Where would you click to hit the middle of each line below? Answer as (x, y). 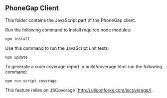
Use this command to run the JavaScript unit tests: (57, 48)
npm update (16, 57)
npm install (17, 39)
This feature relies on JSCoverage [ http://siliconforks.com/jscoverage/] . (79, 90)
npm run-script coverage (31, 81)
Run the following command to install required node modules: (68, 30)
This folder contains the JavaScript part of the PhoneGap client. (71, 20)
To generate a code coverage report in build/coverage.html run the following (84, 66)
